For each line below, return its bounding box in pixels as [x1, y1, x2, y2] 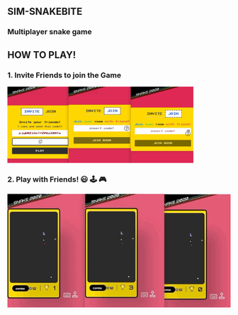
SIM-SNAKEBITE [7, 6, 83, 18]
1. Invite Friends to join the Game [7, 70, 122, 80]
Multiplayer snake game [7, 27, 92, 37]
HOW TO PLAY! [7, 49, 76, 61]
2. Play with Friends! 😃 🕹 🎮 [7, 175, 107, 184]
